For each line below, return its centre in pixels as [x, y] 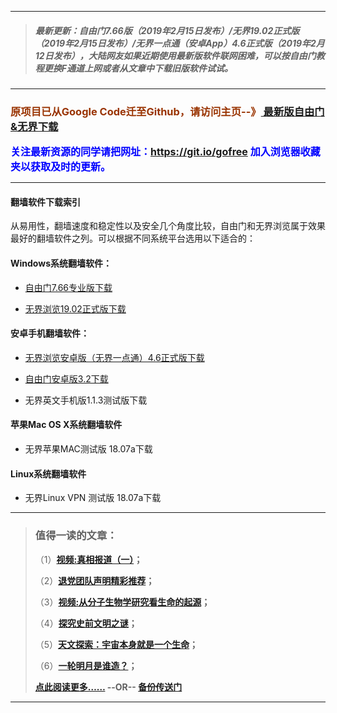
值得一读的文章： [76, 536]
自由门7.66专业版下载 [68, 287]
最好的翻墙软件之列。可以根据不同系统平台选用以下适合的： [133, 238]
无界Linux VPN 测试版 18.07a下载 [93, 498]
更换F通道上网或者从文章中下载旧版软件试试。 [138, 68]
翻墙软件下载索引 [45, 202]
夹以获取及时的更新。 [61, 167]
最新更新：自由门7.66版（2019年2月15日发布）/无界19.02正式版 [167, 30]
